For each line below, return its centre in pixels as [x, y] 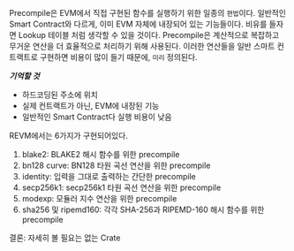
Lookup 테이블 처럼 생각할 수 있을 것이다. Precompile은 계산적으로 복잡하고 [149, 35]
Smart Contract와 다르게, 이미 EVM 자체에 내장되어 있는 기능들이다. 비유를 [138, 24]
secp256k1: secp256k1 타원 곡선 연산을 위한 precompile [121, 187]
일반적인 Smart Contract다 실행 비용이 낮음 [97, 117]
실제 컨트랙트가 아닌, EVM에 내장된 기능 [90, 106]
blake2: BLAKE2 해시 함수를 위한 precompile [101, 154]
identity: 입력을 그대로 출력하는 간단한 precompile [109, 176]
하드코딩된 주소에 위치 [60, 95]
